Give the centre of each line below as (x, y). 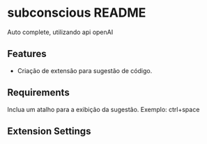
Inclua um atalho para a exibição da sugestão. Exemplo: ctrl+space (103, 109)
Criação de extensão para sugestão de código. (85, 70)
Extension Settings (49, 131)
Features (27, 54)
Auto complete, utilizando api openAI (60, 32)
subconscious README (77, 13)
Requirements (38, 93)
